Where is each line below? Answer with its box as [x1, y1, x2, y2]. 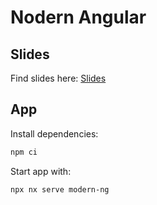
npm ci [10, 147, 38, 157]
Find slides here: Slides [10, 72, 107, 84]
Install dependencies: [10, 127, 99, 140]
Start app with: [10, 165, 72, 177]
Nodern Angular [10, 6, 147, 29]
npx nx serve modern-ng [10, 184, 110, 195]
